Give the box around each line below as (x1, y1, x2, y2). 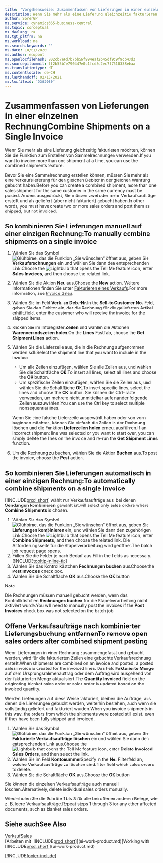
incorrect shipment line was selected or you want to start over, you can (12, 430, 154, 436)
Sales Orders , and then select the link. (12, 751, 89, 757)
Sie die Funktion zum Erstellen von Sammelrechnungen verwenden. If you (5, 152, 151, 158)
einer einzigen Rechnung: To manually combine (5, 229, 150, 238)
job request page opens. (12, 548, 62, 554)
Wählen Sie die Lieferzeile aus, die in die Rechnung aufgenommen (12, 344, 145, 350)
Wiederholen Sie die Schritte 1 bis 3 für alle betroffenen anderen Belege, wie (5, 796, 158, 801)
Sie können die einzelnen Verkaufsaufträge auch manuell (5, 782, 119, 787)
